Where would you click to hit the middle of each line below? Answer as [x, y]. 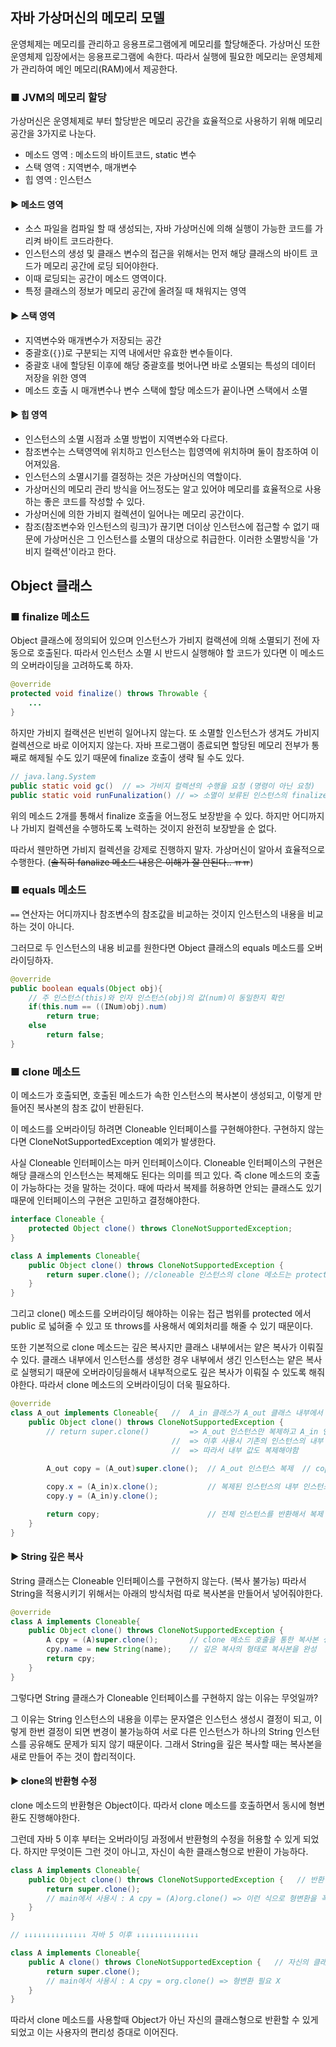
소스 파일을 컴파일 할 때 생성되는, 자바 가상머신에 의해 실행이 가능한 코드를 [168, 229]
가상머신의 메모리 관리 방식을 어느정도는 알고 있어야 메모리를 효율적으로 [163, 489]
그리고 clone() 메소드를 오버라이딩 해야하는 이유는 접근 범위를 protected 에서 [161, 1314]
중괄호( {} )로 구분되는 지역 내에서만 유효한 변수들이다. [128, 352]
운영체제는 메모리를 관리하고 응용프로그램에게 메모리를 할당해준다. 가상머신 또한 [165, 44]
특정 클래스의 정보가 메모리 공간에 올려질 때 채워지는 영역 [135, 291]
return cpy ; [71, 1659]
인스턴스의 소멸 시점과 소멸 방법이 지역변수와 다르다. [126, 439]
